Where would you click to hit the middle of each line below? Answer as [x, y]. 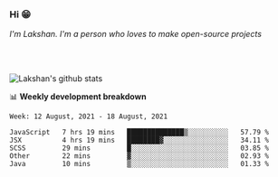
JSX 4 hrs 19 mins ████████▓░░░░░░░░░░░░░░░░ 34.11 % [139, 140]
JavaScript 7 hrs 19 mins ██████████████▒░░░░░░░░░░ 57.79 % [139, 133]
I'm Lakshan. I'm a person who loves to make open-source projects [136, 34]
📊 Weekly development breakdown [78, 97]
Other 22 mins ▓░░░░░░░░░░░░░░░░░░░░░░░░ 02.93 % [139, 156]
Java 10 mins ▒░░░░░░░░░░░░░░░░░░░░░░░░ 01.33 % [139, 164]
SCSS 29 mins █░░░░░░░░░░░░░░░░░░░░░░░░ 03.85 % [139, 148]
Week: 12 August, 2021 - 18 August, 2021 [89, 116]
